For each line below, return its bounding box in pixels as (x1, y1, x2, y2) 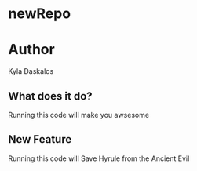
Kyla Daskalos (8, 67, 54, 76)
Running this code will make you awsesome (8, 110, 150, 119)
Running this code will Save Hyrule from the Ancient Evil (8, 154, 190, 163)
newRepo (8, 5, 71, 23)
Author (8, 41, 55, 59)
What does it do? (8, 89, 93, 103)
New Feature (8, 133, 72, 146)
